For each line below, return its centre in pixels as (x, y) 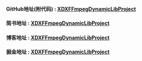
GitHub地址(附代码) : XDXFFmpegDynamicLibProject (71, 9)
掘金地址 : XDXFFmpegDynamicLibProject (58, 52)
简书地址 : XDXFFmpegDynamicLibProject (58, 23)
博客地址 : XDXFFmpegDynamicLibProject (58, 37)
